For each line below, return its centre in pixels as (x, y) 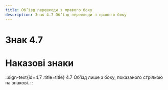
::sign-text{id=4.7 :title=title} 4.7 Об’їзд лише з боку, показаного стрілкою (84, 77)
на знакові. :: (19, 82)
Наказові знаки (40, 63)
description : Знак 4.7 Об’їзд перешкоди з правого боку (66, 15)
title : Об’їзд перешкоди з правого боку (49, 10)
